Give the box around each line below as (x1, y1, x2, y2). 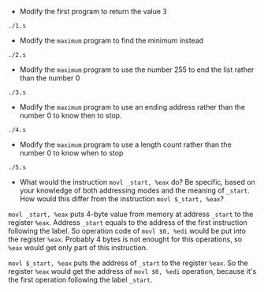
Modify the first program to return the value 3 (19, 7, 167, 16)
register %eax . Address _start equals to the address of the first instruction (8, 218, 247, 227)
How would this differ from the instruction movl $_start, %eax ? (19, 194, 225, 204)
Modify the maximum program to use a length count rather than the (19, 140, 232, 149)
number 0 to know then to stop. (19, 110, 122, 120)
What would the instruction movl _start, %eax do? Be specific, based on (19, 178, 256, 186)
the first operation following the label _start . (8, 275, 153, 284)
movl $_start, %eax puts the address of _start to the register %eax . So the (8, 258, 248, 268)
